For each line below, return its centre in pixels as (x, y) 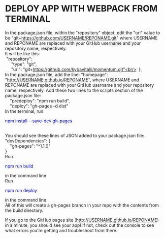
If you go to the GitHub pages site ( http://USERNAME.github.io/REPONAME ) (82, 220)
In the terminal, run (24, 111)
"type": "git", (24, 64)
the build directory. (24, 210)
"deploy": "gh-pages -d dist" (39, 106)
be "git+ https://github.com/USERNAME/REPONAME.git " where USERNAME (82, 38)
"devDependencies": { (28, 140)
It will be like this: (23, 53)
